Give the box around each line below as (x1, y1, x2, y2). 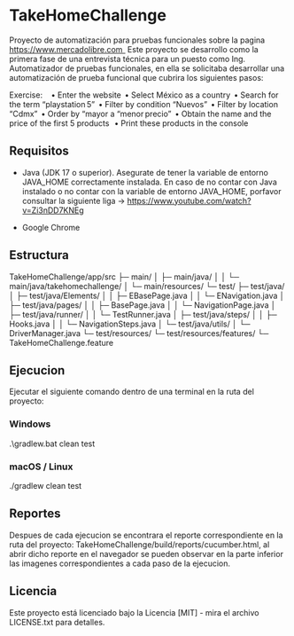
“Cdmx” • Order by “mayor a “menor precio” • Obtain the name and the (9, 108, 272, 119)
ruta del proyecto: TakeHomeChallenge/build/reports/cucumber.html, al (9, 538, 270, 550)
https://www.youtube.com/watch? (127, 195, 251, 206)
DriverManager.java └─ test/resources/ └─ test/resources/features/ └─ (9, 327, 269, 338)
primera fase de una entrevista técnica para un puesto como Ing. (9, 53, 246, 64)
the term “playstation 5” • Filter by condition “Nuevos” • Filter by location (9, 98, 279, 109)
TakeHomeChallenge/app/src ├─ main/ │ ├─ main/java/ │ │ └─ (9, 271, 240, 282)
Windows (9, 418, 51, 430)
